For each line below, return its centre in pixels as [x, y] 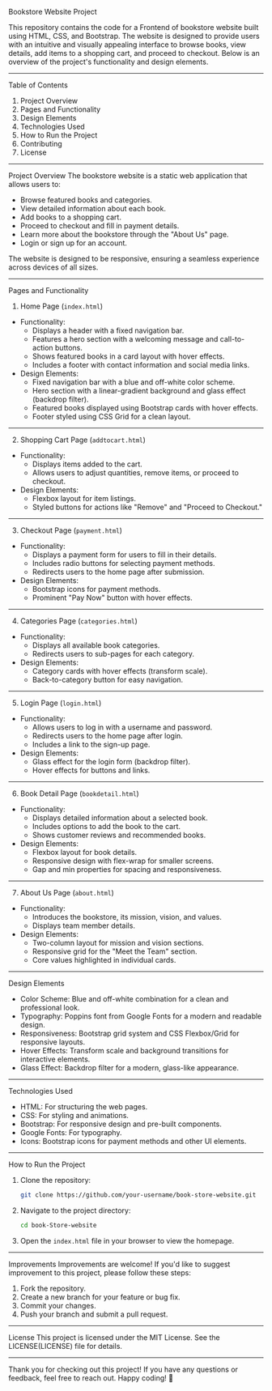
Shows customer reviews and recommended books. [119, 835]
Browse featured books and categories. [86, 200]
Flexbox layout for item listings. [84, 498]
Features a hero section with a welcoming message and [125, 339]
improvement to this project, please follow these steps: [100, 1272]
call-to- [232, 339]
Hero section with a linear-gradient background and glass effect [139, 391]
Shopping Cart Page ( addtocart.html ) [83, 440]
